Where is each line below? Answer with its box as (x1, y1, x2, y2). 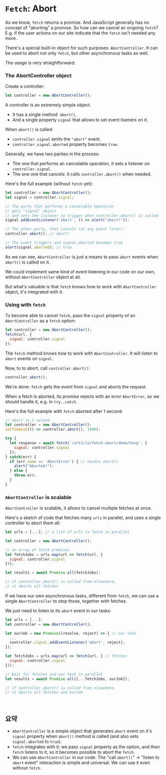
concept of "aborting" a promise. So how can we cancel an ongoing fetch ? (5, 24, 159, 30)
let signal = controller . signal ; (5, 194, 74, 200)
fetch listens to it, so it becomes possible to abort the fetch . (12, 749, 135, 755)
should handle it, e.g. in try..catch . (5, 398, 78, 404)
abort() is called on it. (5, 259, 51, 265)
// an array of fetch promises (5, 547, 70, 552)
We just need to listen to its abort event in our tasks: (5, 607, 111, 613)
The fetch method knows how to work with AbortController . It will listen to (5, 350, 158, 356)
